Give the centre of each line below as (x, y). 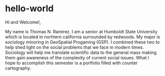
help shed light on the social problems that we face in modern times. (75, 47)
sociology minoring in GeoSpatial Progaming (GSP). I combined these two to (82, 42)
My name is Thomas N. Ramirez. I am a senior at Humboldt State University (81, 31)
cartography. (18, 68)
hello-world (30, 9)
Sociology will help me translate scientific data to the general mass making (81, 52)
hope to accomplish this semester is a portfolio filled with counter (71, 63)
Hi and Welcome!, (23, 22)
